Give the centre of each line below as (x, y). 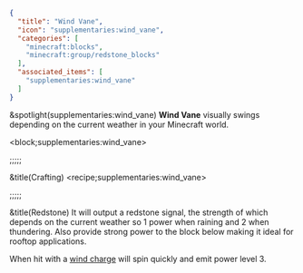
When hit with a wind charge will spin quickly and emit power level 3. (138, 258)
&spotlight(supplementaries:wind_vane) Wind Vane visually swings (135, 114)
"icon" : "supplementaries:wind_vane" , (91, 30)
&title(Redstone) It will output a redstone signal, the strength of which (139, 212)
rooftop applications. (48, 241)
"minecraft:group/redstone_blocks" (93, 55)
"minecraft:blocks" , (64, 47)
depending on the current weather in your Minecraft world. (119, 124)
